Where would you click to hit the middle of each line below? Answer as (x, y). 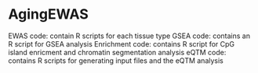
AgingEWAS (48, 14)
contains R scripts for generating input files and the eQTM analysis (116, 61)
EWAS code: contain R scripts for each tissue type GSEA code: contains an (129, 36)
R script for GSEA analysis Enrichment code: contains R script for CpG (122, 43)
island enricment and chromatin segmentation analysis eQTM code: (117, 52)
